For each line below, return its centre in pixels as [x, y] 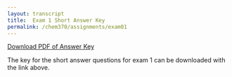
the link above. [28, 68]
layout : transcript [36, 14]
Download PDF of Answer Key [51, 47]
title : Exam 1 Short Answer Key [56, 20]
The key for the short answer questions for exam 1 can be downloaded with [116, 60]
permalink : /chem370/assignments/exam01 [67, 27]
